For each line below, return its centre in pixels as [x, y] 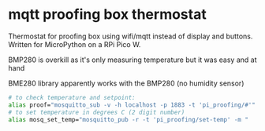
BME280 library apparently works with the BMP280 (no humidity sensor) [126, 83]
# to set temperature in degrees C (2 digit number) [97, 112]
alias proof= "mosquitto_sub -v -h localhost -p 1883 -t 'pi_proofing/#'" [132, 105]
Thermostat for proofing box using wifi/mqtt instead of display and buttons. [131, 36]
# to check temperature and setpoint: [72, 97]
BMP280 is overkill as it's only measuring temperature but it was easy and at [132, 60]
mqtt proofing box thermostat [107, 15]
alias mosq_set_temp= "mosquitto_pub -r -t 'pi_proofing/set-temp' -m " [128, 119]
